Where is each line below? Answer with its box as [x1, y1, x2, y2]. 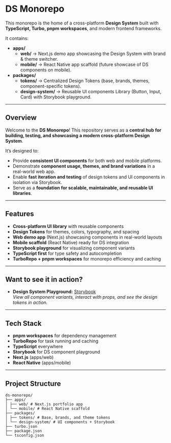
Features [5, 210, 34, 218]
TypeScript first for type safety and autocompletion [12, 250, 122, 256]
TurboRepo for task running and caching [12, 338, 99, 344]
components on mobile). [20, 67, 72, 73]
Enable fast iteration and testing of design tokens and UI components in [12, 174, 165, 180]
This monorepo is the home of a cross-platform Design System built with [5, 20, 159, 26]
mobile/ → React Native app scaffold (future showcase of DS [20, 61, 149, 67]
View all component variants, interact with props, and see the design [12, 294, 158, 300]
